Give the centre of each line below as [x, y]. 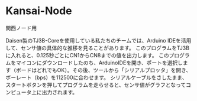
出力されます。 [60, 92]
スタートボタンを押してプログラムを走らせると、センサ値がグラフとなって [96, 84]
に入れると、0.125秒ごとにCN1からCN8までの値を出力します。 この [87, 55]
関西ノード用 [21, 28]
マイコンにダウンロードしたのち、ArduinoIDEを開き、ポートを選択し [99, 63]
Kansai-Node [39, 11]
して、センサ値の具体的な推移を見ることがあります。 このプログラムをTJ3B [98, 48]
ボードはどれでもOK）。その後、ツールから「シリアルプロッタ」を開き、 [104, 70]
